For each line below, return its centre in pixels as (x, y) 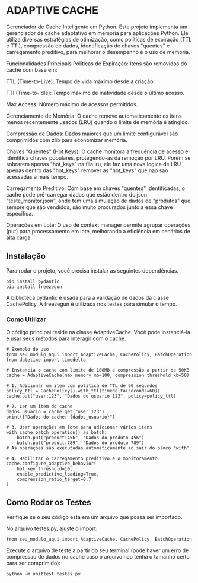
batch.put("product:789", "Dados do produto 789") (81, 443)
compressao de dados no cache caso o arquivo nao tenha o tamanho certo (98, 556)
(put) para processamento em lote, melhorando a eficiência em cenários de (98, 231)
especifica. (20, 213)
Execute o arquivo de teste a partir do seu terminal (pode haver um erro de (98, 550)
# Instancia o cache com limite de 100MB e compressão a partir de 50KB (98, 370)
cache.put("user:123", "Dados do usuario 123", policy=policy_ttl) (91, 396)
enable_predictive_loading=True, (58, 474)
